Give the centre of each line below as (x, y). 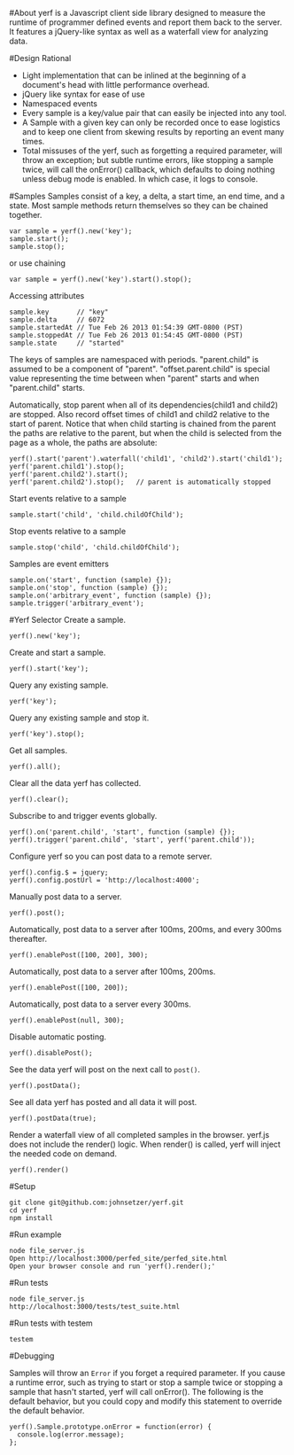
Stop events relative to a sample (68, 531)
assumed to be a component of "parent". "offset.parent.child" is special (139, 369)
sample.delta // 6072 (57, 320)
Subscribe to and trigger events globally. (83, 816)
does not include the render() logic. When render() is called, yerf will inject (145, 1144)
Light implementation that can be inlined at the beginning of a (134, 75)
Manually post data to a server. (66, 897)
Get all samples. (39, 751)
